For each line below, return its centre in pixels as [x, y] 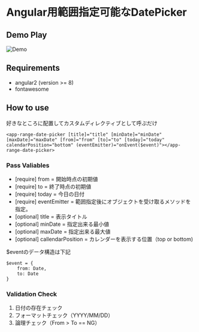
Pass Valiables [28, 165]
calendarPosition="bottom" [40, 145]
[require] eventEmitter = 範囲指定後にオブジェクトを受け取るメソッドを [103, 201]
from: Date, [32, 268]
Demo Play [27, 35]
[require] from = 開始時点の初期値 [56, 179]
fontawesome [32, 89]
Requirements [33, 68]
